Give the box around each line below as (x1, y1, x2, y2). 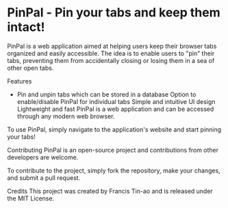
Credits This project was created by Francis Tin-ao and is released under (7, 187, 214, 195)
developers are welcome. (7, 153, 79, 161)
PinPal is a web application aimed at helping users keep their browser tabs (7, 42, 217, 50)
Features (7, 77, 32, 85)
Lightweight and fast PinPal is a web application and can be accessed (16, 105, 214, 113)
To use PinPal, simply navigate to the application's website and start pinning (7, 125, 222, 133)
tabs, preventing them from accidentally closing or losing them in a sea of (7, 56, 215, 64)
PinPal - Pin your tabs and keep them (7, 5, 220, 21)
